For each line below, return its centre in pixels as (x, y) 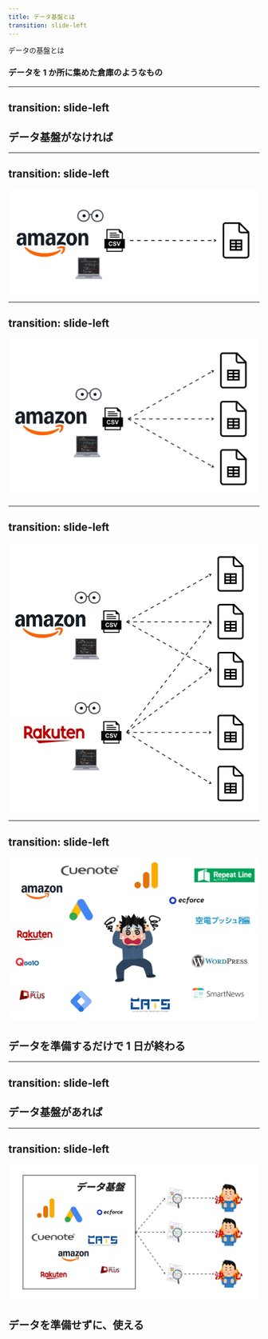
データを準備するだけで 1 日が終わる (97, 1046)
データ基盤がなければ (61, 137)
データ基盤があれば (55, 1112)
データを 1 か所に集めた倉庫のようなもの (86, 73)
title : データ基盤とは (42, 17)
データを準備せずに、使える (76, 1325)
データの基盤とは (36, 50)
